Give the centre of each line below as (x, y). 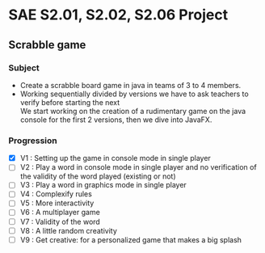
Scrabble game (47, 45)
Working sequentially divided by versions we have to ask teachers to (134, 94)
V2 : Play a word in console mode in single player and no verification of (138, 167)
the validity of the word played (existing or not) (98, 176)
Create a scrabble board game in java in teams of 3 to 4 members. (130, 85)
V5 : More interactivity (57, 203)
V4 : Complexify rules (56, 194)
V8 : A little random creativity (68, 230)
